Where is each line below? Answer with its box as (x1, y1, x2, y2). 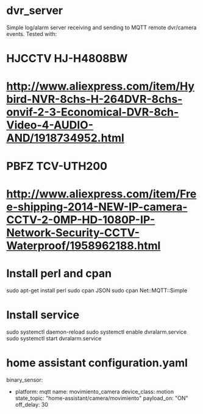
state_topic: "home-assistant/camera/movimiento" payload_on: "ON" (15, 394, 188, 402)
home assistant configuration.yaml (6, 356, 188, 370)
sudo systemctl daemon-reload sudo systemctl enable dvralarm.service (6, 328, 187, 335)
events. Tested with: (6, 30, 57, 37)
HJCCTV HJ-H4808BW (6, 52, 128, 66)
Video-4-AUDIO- (6, 118, 93, 132)
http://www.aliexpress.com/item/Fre (6, 187, 197, 201)
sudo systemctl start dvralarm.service (6, 334, 102, 342)
